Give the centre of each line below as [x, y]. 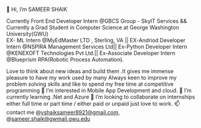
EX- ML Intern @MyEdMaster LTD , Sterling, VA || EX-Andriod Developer [96, 40]
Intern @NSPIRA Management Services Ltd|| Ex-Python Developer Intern [97, 46]
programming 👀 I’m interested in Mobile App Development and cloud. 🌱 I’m [99, 90]
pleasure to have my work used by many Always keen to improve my [91, 78]
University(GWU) [27, 34]
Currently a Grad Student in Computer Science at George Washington [93, 27]
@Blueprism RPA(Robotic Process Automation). [65, 59]
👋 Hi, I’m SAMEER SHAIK [37, 9]
